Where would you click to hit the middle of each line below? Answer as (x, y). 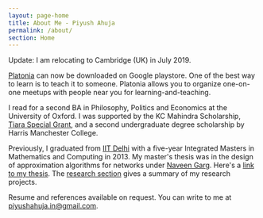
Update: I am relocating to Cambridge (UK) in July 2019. (100, 60)
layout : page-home (39, 15)
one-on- (236, 84)
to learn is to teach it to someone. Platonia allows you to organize (115, 84)
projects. (23, 182)
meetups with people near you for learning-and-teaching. (117, 93)
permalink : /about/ (41, 30)
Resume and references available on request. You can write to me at (120, 197)
